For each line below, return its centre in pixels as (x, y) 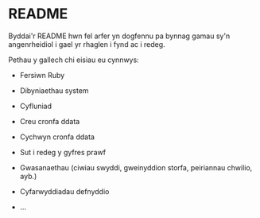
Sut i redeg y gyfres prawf (62, 152)
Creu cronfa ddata (50, 121)
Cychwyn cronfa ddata (57, 137)
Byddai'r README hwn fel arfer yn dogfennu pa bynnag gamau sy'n (119, 36)
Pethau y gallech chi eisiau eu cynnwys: (74, 60)
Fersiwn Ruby (42, 75)
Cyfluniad (36, 106)
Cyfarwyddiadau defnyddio (64, 191)
